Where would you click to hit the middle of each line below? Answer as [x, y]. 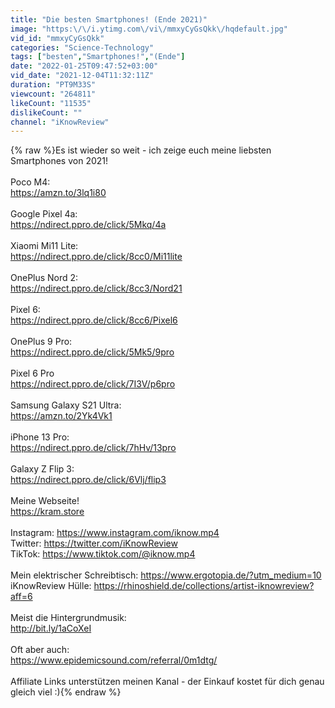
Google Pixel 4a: [44, 214]
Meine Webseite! [45, 501]
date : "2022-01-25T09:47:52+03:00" [84, 66]
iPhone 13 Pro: [40, 437]
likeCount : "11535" [51, 103]
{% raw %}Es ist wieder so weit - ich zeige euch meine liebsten [141, 150]
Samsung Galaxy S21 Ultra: [66, 405]
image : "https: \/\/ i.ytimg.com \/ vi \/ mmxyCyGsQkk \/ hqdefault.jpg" [149, 29]
